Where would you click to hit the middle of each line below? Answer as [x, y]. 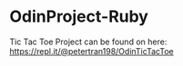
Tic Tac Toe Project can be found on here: [88, 42]
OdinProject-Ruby [79, 17]
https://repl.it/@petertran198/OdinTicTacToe [92, 51]
